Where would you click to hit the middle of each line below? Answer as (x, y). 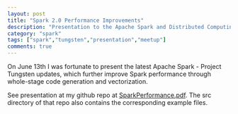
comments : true (30, 46)
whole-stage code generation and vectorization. (78, 81)
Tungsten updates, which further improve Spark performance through (109, 74)
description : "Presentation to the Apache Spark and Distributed (106, 27)
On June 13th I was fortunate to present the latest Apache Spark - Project (114, 66)
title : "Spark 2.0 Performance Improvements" (75, 20)
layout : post (27, 14)
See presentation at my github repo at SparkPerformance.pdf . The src (109, 95)
